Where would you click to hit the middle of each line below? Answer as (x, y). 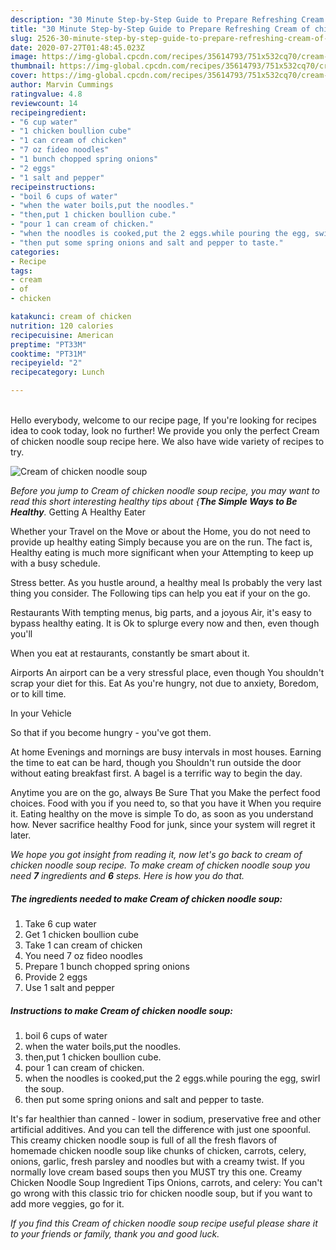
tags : (21, 271)
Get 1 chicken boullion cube (81, 934)
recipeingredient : (48, 112)
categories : (35, 252)
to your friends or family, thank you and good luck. (115, 1233)
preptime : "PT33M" (48, 344)
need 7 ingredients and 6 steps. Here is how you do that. (127, 875)
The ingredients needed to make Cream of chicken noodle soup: (146, 898)
